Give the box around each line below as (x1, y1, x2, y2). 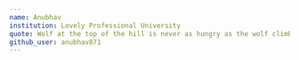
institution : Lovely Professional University (9, 21, 181, 30)
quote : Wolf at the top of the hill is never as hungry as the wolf (9, 29, 269, 38)
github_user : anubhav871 (9, 37, 101, 47)
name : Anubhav (9, 12, 62, 22)
